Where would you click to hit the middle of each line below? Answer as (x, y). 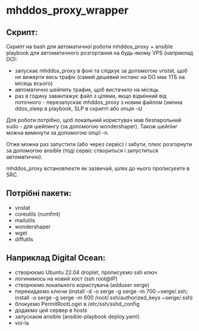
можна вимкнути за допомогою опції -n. (58, 133)
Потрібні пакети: (39, 193)
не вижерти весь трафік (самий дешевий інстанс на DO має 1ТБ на (100, 77)
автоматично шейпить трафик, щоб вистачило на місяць (86, 89)
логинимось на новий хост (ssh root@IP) (66, 278)
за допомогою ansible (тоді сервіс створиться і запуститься (82, 150)
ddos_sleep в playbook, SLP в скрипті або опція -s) (78, 108)
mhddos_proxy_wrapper (67, 10)
